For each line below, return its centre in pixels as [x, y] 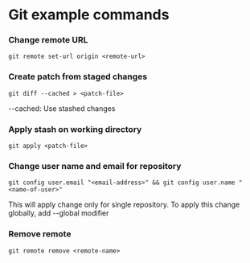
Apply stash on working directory [75, 129]
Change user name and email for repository [95, 166]
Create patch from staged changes [78, 76]
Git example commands [89, 15]
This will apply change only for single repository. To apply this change [124, 205]
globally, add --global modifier [59, 213]
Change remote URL [48, 40]
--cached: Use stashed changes [62, 108]
